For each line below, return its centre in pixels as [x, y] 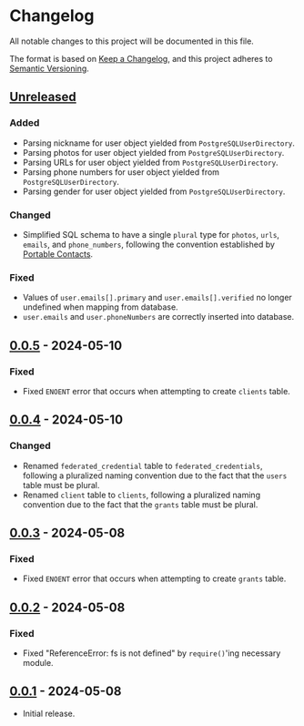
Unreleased [43, 97]
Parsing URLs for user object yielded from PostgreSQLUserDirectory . [151, 162]
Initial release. [49, 713]
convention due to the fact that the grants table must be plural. [140, 504]
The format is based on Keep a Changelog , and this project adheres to [141, 58]
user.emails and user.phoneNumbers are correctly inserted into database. [158, 317]
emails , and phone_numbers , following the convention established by [149, 244]
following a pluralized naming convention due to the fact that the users [155, 475]
